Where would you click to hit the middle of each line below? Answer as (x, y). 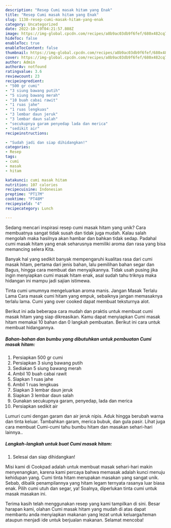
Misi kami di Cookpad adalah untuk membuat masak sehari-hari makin (79, 466)
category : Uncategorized (32, 24)
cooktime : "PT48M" (25, 199)
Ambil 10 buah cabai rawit (40, 374)
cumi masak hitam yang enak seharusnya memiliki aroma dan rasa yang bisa (85, 244)
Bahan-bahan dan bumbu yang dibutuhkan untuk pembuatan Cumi (78, 339)
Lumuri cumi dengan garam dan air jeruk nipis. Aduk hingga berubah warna (84, 416)
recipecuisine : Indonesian (34, 190)
